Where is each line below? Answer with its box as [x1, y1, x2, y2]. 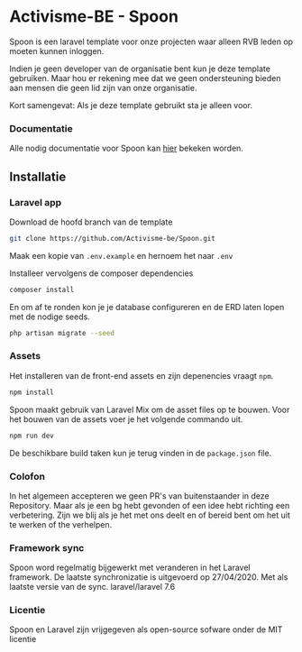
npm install [9, 388, 54, 397]
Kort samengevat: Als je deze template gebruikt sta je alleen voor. [9, 99, 252, 110]
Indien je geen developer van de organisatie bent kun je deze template [9, 63, 270, 74]
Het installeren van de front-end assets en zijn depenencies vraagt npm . [9, 370, 274, 381]
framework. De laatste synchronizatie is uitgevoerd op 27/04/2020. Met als [9, 572, 288, 583]
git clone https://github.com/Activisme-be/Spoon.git [9, 234, 216, 243]
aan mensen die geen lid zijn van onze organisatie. [9, 82, 197, 93]
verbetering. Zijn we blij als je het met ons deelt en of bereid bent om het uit [9, 510, 291, 520]
